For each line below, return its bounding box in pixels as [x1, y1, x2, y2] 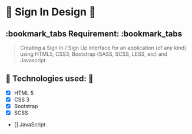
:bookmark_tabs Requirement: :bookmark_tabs [5, 29, 183, 39]
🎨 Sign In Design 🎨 [5, 5, 96, 19]
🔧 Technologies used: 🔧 [5, 73, 94, 84]
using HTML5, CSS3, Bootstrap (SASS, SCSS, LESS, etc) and [19, 51, 168, 58]
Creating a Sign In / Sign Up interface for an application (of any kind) [19, 44, 187, 51]
